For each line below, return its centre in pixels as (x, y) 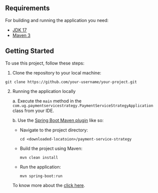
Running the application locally (44, 91)
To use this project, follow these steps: (45, 63)
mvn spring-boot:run (41, 176)
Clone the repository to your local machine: (57, 72)
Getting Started (30, 51)
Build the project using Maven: (51, 148)
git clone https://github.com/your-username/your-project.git (71, 82)
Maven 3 (21, 35)
